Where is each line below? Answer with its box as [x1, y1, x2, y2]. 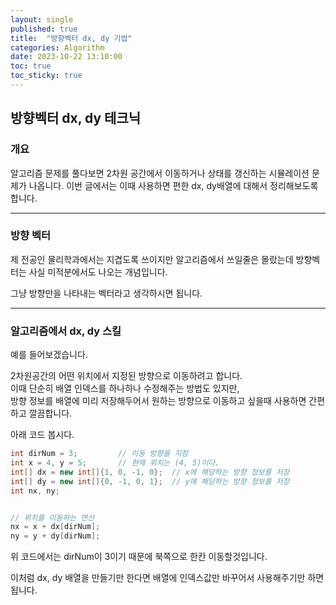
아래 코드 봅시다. [10, 429, 75, 441]
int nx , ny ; [10, 486, 60, 496]
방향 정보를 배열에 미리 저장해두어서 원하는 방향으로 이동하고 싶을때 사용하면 [10, 395, 307, 407]
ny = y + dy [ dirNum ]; [10, 531, 101, 541]
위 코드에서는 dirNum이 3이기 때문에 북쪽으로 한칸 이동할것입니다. [10, 551, 268, 563]
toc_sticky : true [10, 71, 83, 81]
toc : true [10, 61, 52, 71]
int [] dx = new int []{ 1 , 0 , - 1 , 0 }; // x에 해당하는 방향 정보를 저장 [10, 467, 290, 477]
